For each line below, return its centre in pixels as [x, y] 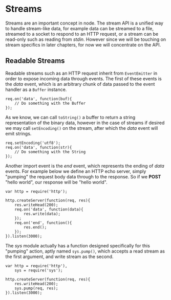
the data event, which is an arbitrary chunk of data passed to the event [80, 84]
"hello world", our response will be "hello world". [56, 182]
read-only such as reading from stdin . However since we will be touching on [86, 39]
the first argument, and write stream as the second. [59, 257]
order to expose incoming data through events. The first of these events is [84, 78]
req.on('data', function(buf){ [39, 99]
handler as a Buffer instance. [36, 89]
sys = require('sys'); [39, 270]
